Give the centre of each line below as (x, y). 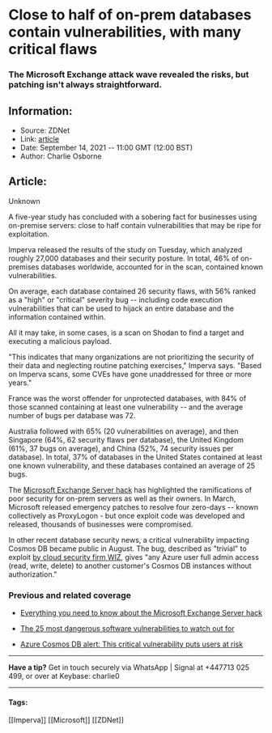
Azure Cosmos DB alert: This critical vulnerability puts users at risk (132, 644)
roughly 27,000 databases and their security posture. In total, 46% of (123, 258)
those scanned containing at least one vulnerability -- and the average (126, 407)
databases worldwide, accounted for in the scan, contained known (152, 267)
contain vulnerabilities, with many (125, 32)
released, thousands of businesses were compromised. (101, 524)
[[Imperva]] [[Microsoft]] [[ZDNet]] (66, 720)
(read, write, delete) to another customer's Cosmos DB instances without (130, 566)
